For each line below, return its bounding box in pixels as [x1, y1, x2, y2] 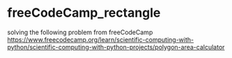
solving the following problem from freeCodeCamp [7, 28, 153, 36]
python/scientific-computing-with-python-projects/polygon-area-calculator [7, 43, 225, 51]
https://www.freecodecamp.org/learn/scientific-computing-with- [7, 35, 194, 43]
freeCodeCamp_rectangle [7, 5, 161, 21]
